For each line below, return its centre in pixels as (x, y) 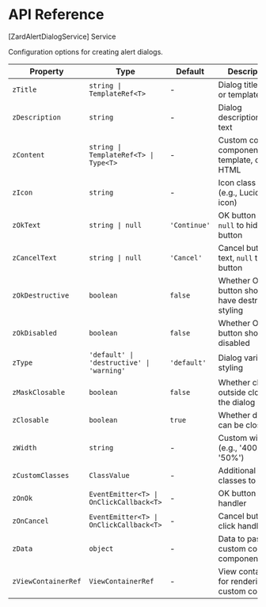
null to (231, 225)
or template (239, 94)
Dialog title (238, 85)
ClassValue (109, 475)
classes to (237, 480)
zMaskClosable (39, 392)
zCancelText (35, 258)
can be (231, 425)
